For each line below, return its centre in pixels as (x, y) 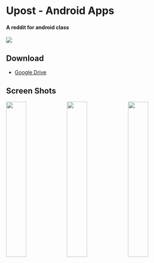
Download (25, 58)
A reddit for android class (37, 27)
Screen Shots (31, 91)
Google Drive (30, 72)
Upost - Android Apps (60, 11)
